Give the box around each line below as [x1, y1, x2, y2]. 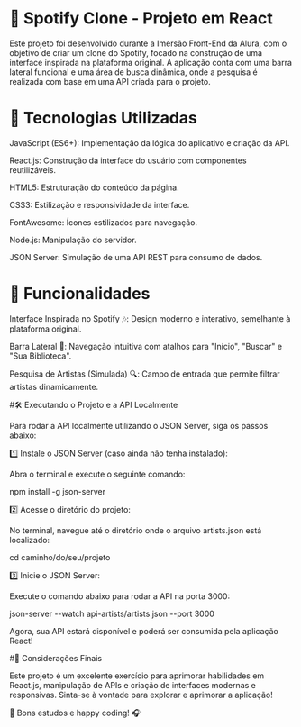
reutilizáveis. [9, 164, 57, 175]
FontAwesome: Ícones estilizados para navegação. [9, 216, 198, 228]
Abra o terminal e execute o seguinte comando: [9, 468, 186, 479]
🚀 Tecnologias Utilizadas [9, 108, 198, 129]
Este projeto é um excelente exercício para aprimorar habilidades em [9, 670, 265, 681]
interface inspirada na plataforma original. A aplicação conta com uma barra [9, 57, 293, 68]
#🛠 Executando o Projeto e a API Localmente [9, 399, 178, 410]
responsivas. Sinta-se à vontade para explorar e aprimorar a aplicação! [9, 689, 273, 700]
